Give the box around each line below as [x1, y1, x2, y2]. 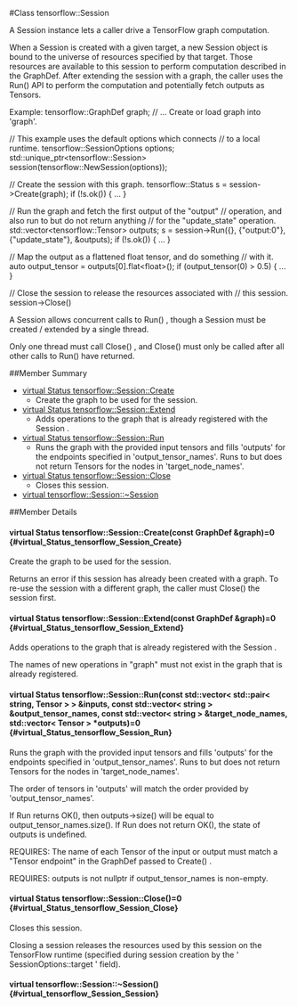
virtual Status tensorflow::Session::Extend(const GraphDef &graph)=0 [9, 612, 277, 623]
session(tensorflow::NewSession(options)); [9, 162, 168, 172]
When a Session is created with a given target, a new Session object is [9, 42, 269, 53]
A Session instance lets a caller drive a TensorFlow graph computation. [9, 25, 269, 35]
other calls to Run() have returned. [9, 351, 135, 361]
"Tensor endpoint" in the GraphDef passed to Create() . [9, 856, 212, 866]
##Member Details [9, 507, 77, 517]
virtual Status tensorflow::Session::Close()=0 [9, 893, 182, 904]
